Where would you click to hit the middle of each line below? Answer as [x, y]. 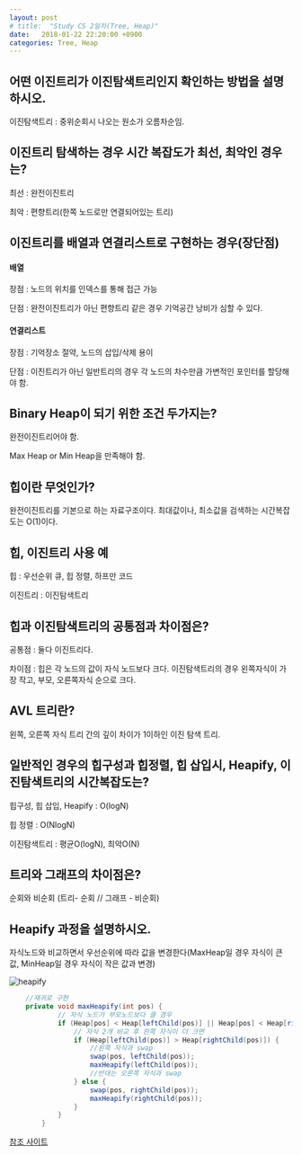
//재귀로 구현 [47, 999]
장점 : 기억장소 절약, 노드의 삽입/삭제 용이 [81, 352]
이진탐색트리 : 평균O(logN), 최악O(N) [75, 844]
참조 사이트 [29, 1142]
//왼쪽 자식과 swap [121, 1048]
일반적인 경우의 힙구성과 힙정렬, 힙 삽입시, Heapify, [143, 765]
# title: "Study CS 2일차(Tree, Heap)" [84, 26]
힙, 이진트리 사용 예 [59, 552]
